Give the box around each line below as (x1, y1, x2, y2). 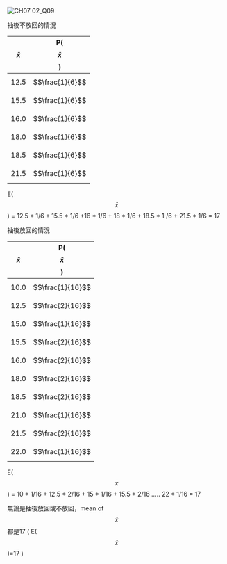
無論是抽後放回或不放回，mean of (7, 504, 104, 513)
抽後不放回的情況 (7, 21, 56, 29)
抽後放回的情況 (7, 226, 50, 234)
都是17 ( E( (7, 527, 37, 535)
